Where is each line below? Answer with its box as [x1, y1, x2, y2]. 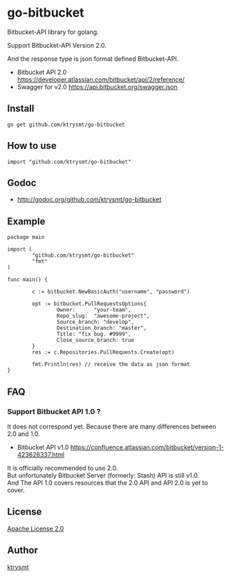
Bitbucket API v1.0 [17, 443, 69, 451]
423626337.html [17, 450, 64, 458]
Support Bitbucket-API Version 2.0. [7, 41, 107, 49]
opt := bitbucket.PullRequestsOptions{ [32, 300, 147, 307]
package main [7, 234, 45, 241]
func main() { [7, 276, 48, 283]
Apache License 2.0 [7, 524, 64, 532]
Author [7, 545, 38, 557]
